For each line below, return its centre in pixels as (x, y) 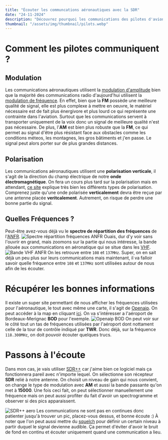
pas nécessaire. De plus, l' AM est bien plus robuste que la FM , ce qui (77, 127)
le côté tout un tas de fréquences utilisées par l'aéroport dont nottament (79, 324)
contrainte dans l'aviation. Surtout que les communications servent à (76, 117)
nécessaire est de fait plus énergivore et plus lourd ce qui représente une (80, 112)
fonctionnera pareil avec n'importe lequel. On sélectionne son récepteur (79, 374)
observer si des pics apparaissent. (41, 401)
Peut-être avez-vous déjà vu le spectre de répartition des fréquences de (81, 231)
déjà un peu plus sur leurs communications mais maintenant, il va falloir (79, 258)
